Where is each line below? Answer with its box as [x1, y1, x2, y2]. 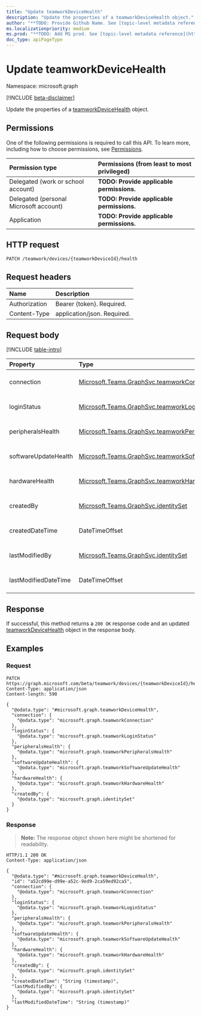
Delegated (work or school [9, 177, 84, 186]
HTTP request [6, 240, 60, 250]
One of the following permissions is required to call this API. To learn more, [6, 139, 191, 146]
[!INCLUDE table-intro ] [6, 346, 62, 353]
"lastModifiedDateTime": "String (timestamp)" [11, 999, 130, 1005]
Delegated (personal [9, 195, 67, 203]
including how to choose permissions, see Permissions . [6, 145, 144, 153]
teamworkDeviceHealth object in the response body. [6, 626, 136, 633]
